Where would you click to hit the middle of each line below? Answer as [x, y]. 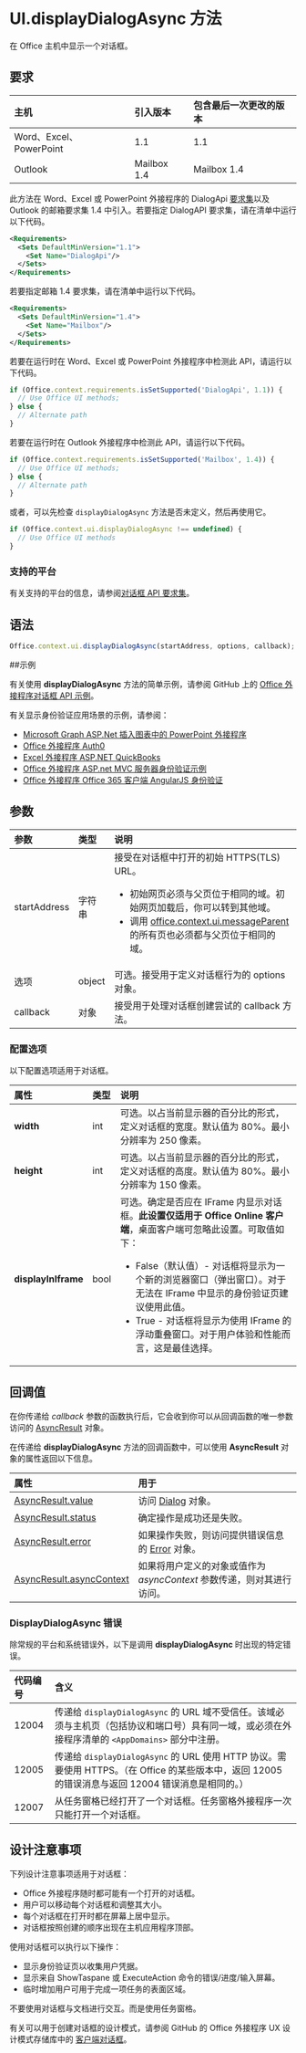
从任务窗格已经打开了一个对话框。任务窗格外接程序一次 [173, 1801]
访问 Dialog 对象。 [177, 1501]
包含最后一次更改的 [235, 105]
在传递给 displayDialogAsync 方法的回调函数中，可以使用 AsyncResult [144, 1447]
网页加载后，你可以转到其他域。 [207, 907]
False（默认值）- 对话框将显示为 [205, 1265]
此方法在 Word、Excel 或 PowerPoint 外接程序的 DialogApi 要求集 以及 [140, 198]
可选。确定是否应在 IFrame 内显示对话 [201, 1201]
